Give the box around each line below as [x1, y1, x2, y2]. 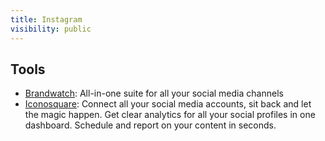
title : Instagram [10, 14, 83, 25]
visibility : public [10, 24, 92, 34]
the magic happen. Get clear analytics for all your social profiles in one [24, 109, 316, 121]
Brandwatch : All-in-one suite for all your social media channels [24, 87, 284, 100]
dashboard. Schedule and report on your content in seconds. [24, 119, 277, 131]
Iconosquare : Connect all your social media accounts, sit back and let [24, 98, 312, 110]
